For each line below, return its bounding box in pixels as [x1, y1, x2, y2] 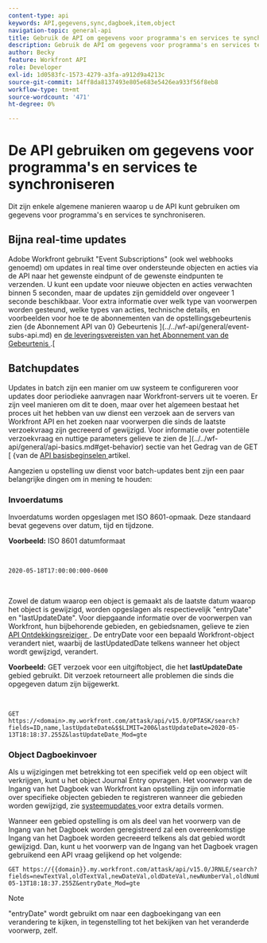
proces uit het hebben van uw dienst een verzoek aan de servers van [8, 408, 235, 417]
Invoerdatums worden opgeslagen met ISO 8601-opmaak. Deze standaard [8, 512, 251, 522]
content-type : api [8, 11, 69, 20]
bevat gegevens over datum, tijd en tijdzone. [8, 520, 154, 530]
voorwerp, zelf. [8, 926, 58, 935]
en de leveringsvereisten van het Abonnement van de [53, 330, 229, 340]
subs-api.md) [8, 330, 52, 340]
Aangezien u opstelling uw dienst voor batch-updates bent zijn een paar [8, 466, 245, 475]
